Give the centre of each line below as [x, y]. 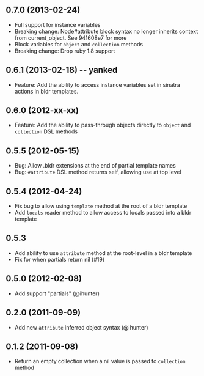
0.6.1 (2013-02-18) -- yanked [62, 70]
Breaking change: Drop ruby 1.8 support [65, 51]
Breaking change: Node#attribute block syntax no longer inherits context [106, 31]
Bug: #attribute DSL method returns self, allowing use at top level [98, 172]
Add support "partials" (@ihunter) [57, 293]
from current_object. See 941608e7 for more [71, 38]
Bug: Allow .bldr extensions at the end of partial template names [95, 166]
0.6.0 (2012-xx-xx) [42, 110]
